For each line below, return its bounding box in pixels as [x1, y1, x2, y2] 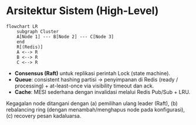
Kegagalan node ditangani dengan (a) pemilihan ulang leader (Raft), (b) [6, 100, 178, 107]
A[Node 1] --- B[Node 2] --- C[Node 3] [16, 33, 114, 39]
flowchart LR [6, 23, 38, 29]
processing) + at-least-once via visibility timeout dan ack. [14, 82, 154, 89]
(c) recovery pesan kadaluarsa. [6, 112, 82, 119]
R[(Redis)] [16, 44, 43, 50]
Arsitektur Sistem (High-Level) [6, 4, 159, 18]
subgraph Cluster [16, 28, 59, 35]
